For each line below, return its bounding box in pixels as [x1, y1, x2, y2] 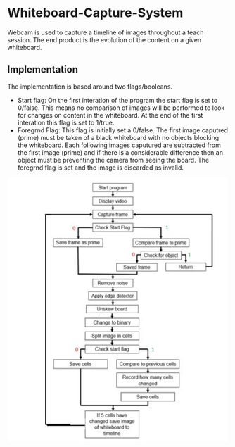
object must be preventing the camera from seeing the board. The [17, 156, 210, 164]
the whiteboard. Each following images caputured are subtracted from [17, 141, 222, 149]
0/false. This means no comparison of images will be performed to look [17, 103, 225, 112]
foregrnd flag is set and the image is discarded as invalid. [17, 163, 184, 172]
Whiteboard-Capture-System [7, 5, 184, 21]
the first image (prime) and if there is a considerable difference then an [17, 148, 224, 156]
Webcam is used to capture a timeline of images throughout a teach [7, 28, 204, 37]
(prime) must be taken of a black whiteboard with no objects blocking [17, 133, 220, 141]
